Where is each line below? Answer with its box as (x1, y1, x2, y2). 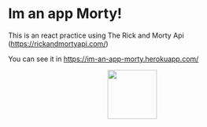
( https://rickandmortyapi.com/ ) (8, 38, 109, 48)
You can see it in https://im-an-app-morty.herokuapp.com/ (8, 54, 199, 63)
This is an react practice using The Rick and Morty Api (8, 31, 185, 40)
